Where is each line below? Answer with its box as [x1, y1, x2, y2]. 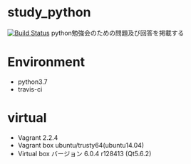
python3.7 [17, 77, 48, 86]
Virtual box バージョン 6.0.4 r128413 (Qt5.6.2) [17, 149, 152, 158]
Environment [7, 54, 86, 70]
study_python [7, 4, 91, 21]
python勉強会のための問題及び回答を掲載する [51, 28, 185, 37]
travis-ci [17, 84, 43, 93]
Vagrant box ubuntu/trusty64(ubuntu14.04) [17, 141, 145, 149]
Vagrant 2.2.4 [17, 133, 58, 142]
